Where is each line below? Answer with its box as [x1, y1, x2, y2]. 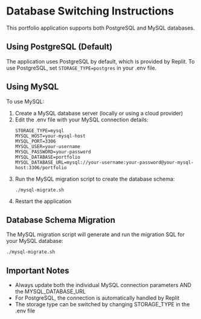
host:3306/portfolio [14, 164, 67, 170]
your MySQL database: [6, 237, 63, 245]
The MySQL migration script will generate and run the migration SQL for [6, 231, 185, 238]
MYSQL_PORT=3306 [14, 138, 56, 144]
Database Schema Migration [6, 214, 116, 225]
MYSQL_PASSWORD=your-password [14, 149, 92, 155]
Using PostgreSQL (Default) [6, 42, 113, 52]
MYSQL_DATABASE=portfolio [14, 154, 80, 160]
